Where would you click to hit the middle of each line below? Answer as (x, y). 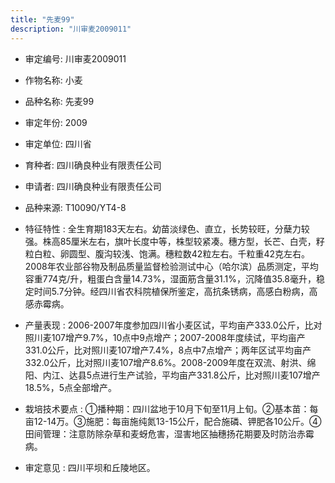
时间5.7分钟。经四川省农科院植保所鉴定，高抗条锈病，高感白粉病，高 (175, 291)
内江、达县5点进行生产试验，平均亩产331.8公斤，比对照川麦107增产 (181, 375)
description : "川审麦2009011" (71, 29)
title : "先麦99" (42, 19)
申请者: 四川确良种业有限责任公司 (93, 186)
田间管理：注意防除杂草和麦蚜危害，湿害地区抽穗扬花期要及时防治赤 (165, 433)
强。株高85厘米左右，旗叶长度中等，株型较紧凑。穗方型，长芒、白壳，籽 (174, 241)
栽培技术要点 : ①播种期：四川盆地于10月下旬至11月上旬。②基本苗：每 (171, 408)
